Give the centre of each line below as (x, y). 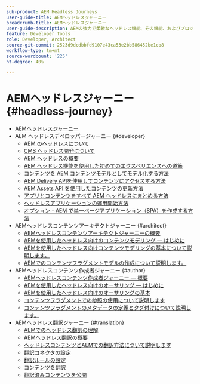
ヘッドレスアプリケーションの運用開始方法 (76, 203)
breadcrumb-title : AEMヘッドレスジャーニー (56, 23)
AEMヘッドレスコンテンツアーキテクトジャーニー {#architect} (91, 226)
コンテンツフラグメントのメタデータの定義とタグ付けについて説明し (107, 308)
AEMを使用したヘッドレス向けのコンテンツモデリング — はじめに (104, 241)
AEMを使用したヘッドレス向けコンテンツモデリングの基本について (105, 248)
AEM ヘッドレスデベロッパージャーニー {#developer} (80, 136)
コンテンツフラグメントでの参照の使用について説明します (94, 300)
